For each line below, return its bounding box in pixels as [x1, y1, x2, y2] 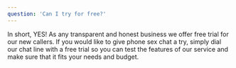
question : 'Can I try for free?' [7, 10, 107, 18]
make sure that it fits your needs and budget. [7, 52, 139, 61]
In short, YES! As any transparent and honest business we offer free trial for [7, 30, 229, 38]
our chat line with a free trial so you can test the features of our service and [7, 45, 229, 53]
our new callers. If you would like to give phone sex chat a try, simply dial [7, 37, 222, 46]
